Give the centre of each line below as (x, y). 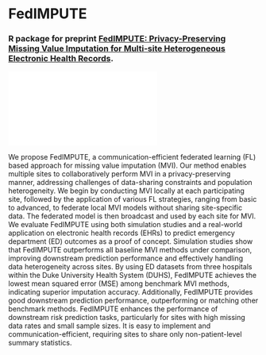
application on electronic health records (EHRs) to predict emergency (122, 233)
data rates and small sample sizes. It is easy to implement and (110, 326)
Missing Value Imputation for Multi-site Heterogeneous (117, 48)
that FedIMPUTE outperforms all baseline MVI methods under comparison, (130, 250)
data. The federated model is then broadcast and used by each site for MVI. (132, 216)
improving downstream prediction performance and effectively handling (126, 258)
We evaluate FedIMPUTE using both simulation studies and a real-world (125, 225)
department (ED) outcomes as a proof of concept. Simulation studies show (131, 241)
